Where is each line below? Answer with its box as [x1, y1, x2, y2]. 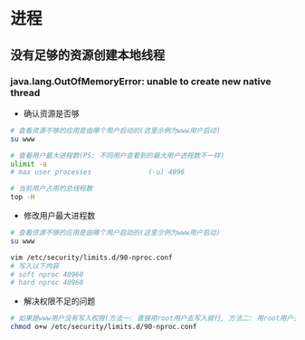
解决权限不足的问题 [23, 296, 96, 306]
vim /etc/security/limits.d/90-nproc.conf [10, 253, 173, 262]
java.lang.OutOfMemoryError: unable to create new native [10, 74, 272, 87]
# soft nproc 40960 [10, 269, 84, 279]
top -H [10, 192, 35, 202]
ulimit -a [10, 160, 48, 169]
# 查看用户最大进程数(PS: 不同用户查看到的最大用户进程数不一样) [10, 151, 225, 160]
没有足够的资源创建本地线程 [10, 47, 166, 63]
